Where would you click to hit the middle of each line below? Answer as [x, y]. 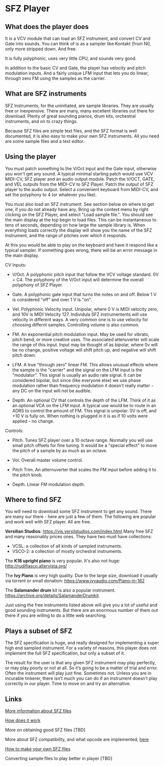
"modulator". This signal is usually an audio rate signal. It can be [77, 375]
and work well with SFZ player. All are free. [48, 522]
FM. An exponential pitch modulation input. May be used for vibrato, [81, 334]
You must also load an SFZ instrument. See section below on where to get [80, 204]
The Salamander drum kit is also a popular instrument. [60, 590]
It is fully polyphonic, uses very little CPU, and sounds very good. [71, 58]
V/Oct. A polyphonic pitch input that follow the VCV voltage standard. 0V [85, 274]
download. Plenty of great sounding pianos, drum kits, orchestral [70, 116]
